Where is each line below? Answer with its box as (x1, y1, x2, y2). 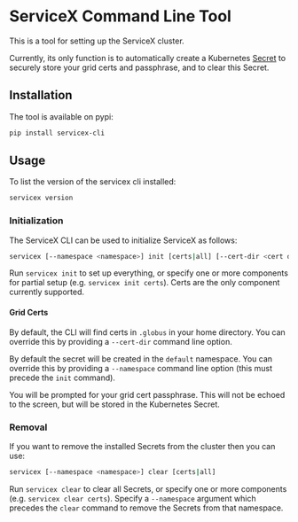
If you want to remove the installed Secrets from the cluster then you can (9, 440, 276, 451)
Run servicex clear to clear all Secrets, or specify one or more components (9, 483, 287, 494)
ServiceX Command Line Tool (9, 6, 232, 27)
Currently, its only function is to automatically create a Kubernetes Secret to (9, 52, 286, 63)
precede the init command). (9, 372, 115, 383)
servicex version (9, 193, 74, 203)
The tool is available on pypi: (9, 111, 114, 121)
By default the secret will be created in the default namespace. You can (9, 353, 273, 364)
